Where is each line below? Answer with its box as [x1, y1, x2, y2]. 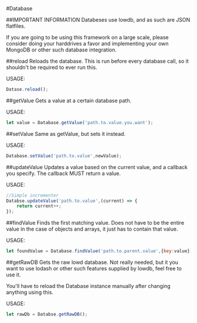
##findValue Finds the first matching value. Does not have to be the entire [6, 219, 185, 226]
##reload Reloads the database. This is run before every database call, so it [6, 58, 189, 64]
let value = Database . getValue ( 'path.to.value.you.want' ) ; [6, 119, 154, 125]
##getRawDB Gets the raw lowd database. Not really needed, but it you [6, 259, 179, 266]
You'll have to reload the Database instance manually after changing [6, 283, 171, 289]
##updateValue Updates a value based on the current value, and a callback [6, 163, 188, 170]
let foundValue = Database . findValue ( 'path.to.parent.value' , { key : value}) [6, 248, 193, 254]
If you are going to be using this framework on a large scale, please [6, 34, 169, 40]
